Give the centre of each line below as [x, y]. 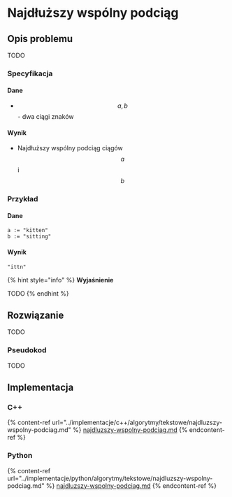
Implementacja [41, 388]
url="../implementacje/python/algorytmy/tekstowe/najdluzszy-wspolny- [110, 478]
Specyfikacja [30, 73]
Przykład [23, 199]
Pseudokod [27, 350]
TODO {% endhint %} [38, 293]
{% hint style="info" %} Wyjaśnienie [60, 280]
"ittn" [17, 267]
